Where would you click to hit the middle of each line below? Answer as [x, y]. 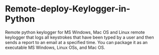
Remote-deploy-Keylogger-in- [68, 9]
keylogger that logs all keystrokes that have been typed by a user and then [79, 37]
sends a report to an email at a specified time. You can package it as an [76, 42]
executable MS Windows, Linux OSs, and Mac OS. [55, 47]
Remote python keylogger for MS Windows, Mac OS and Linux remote [75, 32]
